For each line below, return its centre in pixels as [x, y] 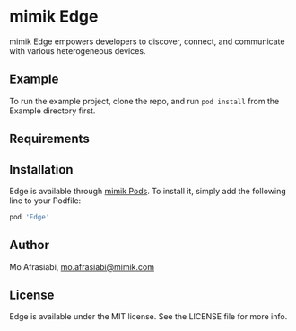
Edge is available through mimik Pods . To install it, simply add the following [148, 191]
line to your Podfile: [45, 201]
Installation [41, 170]
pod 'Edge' [30, 217]
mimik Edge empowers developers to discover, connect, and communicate [147, 41]
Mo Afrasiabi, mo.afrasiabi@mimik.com [82, 266]
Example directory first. [52, 111]
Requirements [49, 139]
